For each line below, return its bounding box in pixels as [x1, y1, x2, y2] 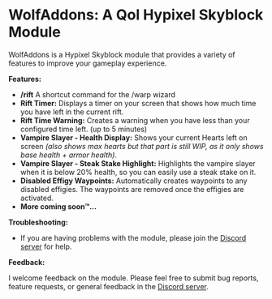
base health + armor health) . [19, 150, 118, 160]
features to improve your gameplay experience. [8, 58, 167, 68]
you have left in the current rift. [19, 107, 124, 117]
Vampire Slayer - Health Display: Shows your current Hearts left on [19, 132, 248, 143]
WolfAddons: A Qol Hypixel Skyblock [8, 6, 264, 24]
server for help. [19, 241, 72, 251]
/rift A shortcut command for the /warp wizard [19, 89, 176, 99]
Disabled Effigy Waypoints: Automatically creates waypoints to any [19, 176, 248, 186]
